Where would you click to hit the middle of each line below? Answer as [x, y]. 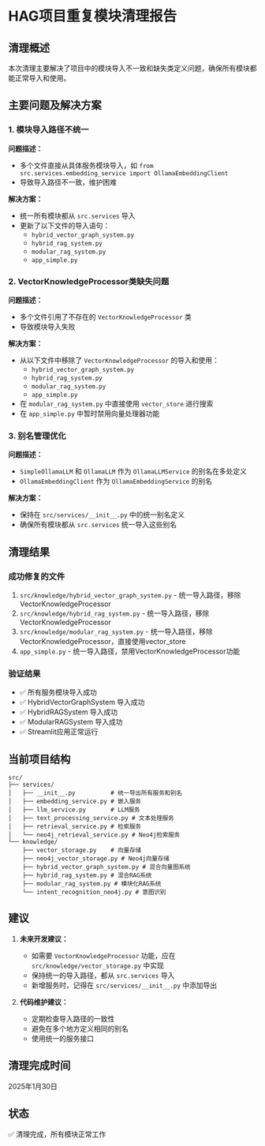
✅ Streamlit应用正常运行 [59, 732]
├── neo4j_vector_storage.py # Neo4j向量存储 [96, 859]
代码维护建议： [44, 1002]
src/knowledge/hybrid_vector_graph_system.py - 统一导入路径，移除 [130, 595]
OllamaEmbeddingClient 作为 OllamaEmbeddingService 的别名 [116, 481]
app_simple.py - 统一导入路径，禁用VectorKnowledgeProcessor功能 [130, 651]
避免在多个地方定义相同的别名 [80, 1028]
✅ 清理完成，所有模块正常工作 [57, 1134]
